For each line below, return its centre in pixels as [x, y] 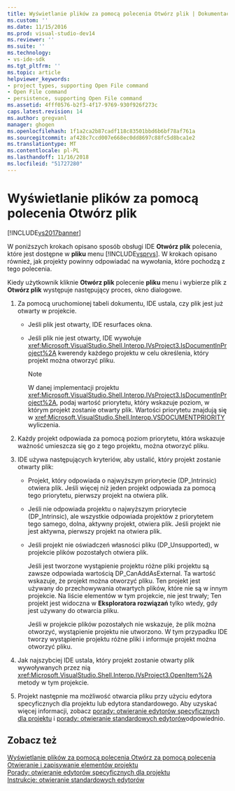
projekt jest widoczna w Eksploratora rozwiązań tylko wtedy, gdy [123, 603]
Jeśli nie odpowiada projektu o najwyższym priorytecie [107, 508]
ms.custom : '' [28, 20]
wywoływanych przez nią [54, 668]
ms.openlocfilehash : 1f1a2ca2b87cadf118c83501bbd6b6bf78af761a [101, 131]
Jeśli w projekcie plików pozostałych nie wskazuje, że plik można [122, 624]
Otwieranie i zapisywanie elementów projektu [73, 764]
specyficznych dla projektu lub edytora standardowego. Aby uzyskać [117, 703]
